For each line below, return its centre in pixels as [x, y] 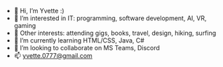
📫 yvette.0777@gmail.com [53, 55]
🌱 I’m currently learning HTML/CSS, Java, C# [79, 40]
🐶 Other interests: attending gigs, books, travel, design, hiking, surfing [115, 33]
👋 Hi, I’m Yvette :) [39, 11]
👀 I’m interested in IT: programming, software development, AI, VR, [110, 18]
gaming [25, 25]
